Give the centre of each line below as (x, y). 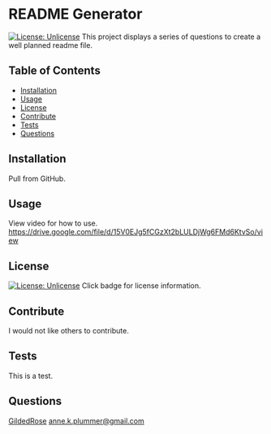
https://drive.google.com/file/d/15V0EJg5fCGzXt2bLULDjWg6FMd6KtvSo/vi (136, 232)
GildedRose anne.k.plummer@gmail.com (76, 421)
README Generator (75, 14)
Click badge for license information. (141, 286)
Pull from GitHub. (37, 178)
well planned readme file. (51, 45)
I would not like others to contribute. (69, 331)
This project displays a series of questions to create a (171, 37)
